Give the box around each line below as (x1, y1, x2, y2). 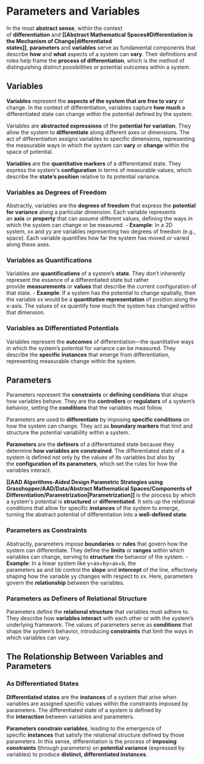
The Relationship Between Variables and (6, 652, 163, 662)
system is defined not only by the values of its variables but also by (6, 453, 175, 461)
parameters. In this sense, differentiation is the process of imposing (6, 737, 177, 745)
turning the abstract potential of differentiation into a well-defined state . (6, 511, 188, 518)
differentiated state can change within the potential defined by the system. (6, 110, 193, 117)
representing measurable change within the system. (6, 357, 137, 364)
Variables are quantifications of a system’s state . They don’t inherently (6, 270, 186, 277)
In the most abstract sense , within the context (6, 24, 123, 32)
